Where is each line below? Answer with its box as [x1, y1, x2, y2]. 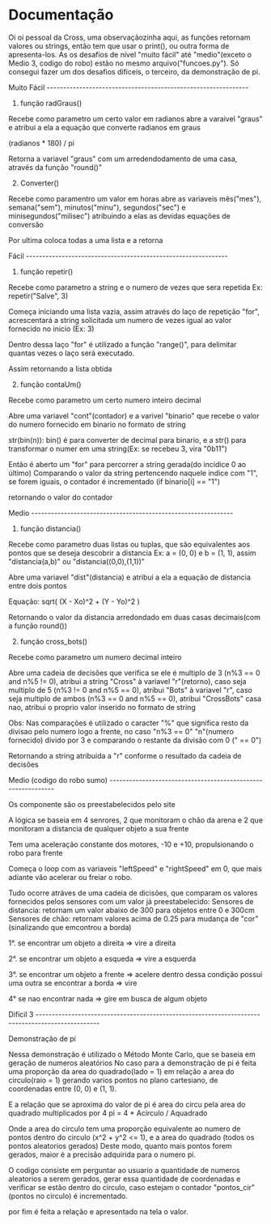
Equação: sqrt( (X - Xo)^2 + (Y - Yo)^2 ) [8, 597, 140, 606]
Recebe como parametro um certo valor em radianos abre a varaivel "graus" [8, 113, 263, 123]
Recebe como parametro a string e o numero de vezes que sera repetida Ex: [8, 282, 263, 292]
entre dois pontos [8, 580, 67, 590]
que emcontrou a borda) [50, 922, 132, 932]
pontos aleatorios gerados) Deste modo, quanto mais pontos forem [8, 1141, 232, 1150]
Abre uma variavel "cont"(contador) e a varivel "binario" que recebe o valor [8, 410, 260, 420]
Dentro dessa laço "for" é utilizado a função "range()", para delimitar [8, 339, 237, 349]
